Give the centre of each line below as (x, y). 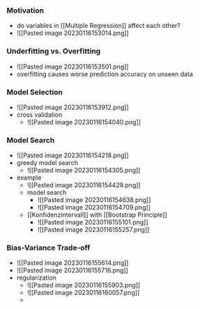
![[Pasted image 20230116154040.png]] (84, 122)
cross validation (39, 115)
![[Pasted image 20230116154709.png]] (94, 208)
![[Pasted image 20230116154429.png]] (84, 185)
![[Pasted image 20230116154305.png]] (84, 171)
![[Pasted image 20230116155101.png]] (93, 222)
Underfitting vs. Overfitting (54, 51)
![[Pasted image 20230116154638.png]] (94, 200)
